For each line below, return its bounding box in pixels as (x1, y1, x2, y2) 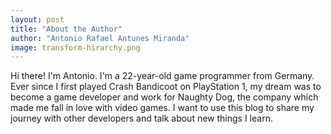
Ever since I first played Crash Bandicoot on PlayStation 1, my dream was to (10, 81, 322, 93)
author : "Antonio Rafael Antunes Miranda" (10, 33, 190, 43)
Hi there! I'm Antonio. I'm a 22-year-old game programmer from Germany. (10, 70, 315, 82)
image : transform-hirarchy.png (10, 42, 141, 53)
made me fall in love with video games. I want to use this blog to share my (10, 102, 315, 114)
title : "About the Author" (10, 24, 123, 34)
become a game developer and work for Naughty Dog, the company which (10, 91, 319, 103)
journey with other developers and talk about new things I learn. (10, 112, 273, 125)
